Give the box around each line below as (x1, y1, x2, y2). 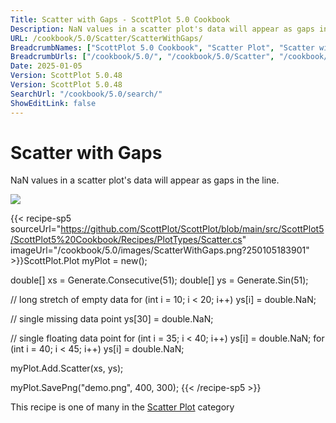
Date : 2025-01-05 (10, 61, 83, 71)
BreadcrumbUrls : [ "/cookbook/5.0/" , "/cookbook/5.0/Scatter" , (10, 52, 275, 62)
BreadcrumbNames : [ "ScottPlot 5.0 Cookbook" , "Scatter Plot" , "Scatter (10, 42, 315, 53)
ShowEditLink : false (10, 98, 97, 108)
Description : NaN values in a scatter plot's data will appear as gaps (10, 24, 315, 34)
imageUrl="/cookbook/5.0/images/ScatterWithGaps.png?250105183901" (10, 244, 310, 256)
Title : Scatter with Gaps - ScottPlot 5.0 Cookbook (10, 14, 230, 25)
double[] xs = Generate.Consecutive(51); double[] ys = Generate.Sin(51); (10, 274, 309, 286)
